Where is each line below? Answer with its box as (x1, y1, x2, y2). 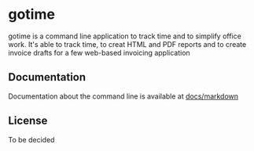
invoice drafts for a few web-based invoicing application (8, 48, 190, 57)
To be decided (8, 135, 55, 144)
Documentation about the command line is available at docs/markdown (8, 92, 238, 101)
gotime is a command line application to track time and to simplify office (8, 31, 241, 41)
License (8, 114, 48, 128)
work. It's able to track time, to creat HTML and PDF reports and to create (8, 39, 247, 49)
